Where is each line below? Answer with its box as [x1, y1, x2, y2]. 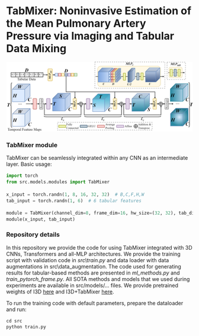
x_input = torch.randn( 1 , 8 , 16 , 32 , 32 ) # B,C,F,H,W [6, 191, 145, 198]
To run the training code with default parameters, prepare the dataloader [6, 299, 184, 306]
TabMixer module [6, 141, 58, 149]
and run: [6, 306, 27, 313]
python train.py [6, 324, 46, 329]
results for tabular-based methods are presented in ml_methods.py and [6, 269, 180, 276]
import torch [6, 173, 38, 179]
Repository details [6, 231, 60, 239]
